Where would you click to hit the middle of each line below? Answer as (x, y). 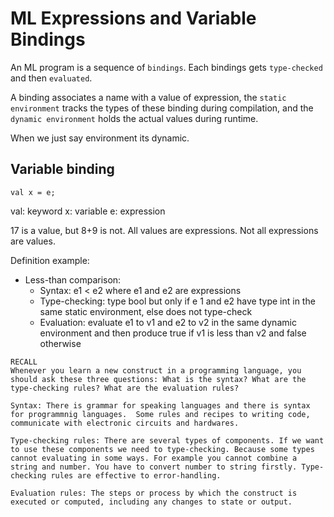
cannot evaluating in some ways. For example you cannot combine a (154, 458)
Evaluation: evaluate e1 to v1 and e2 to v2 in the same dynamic (168, 322)
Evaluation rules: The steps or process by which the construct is (154, 493)
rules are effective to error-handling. (136, 475)
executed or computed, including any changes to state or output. (151, 502)
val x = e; (33, 192)
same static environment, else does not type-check (146, 311)
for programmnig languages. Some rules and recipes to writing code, (160, 414)
